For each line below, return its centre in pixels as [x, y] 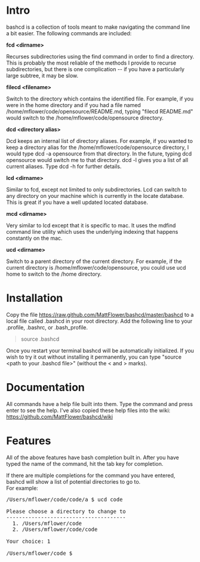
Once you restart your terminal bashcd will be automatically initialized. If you [100, 350]
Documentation [46, 388]
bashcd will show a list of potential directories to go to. [73, 481]
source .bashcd [40, 339]
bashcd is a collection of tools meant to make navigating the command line [98, 27]
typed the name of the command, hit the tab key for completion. [85, 463]
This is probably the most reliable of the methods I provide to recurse [91, 63]
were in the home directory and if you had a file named [74, 105]
